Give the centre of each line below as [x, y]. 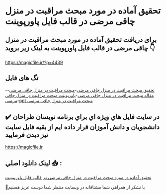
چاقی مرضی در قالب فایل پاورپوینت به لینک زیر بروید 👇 [80, 48]
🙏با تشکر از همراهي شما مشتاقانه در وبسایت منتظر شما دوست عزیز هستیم [75, 187]
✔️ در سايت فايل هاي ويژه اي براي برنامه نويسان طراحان [83, 117]
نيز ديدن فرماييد [27, 135]
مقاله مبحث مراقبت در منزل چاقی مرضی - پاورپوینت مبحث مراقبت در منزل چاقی [80, 95]
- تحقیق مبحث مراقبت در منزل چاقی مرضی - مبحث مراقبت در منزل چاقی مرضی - [80, 90]
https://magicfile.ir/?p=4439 [34, 62]
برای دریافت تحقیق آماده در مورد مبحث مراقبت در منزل [81, 40]
